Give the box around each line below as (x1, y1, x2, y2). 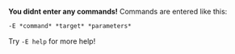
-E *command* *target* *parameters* (8, 22, 132, 30)
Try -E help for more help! (8, 36, 96, 46)
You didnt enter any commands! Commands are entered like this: (8, 7, 228, 16)
